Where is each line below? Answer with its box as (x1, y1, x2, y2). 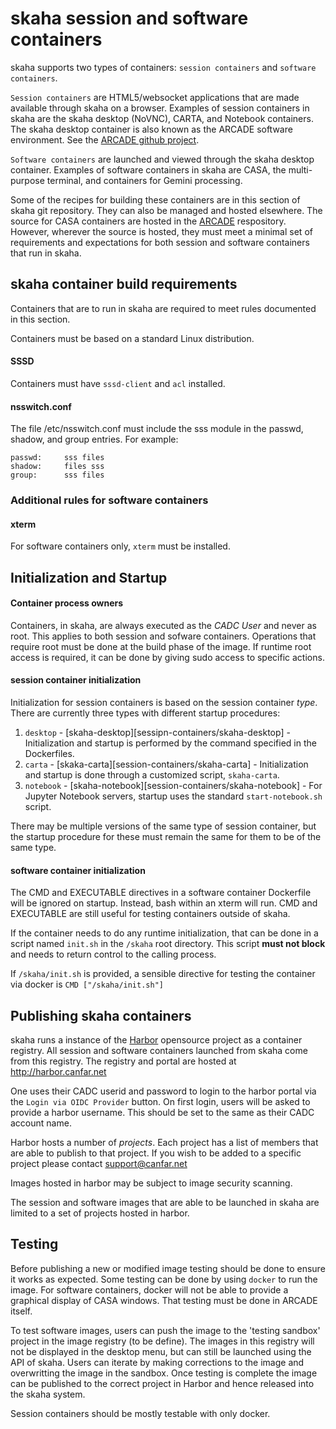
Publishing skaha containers (10, 1007, 192, 1024)
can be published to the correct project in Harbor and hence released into (10, 1377, 315, 1389)
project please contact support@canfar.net (10, 1158, 188, 1170)
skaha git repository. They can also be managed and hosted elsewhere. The (10, 204, 323, 216)
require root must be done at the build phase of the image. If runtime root (10, 640, 312, 652)
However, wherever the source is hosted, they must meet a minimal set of (10, 225, 313, 237)
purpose (10, 174, 45, 186)
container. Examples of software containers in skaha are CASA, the (10, 163, 287, 176)
